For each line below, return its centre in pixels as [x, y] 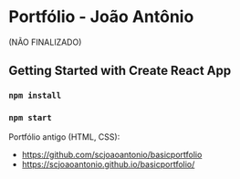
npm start [30, 118]
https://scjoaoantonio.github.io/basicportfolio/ [108, 164]
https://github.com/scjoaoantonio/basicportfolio [112, 154]
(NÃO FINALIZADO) [45, 42]
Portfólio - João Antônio [101, 17]
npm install [35, 96]
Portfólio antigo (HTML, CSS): [64, 137]
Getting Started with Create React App [120, 71]
